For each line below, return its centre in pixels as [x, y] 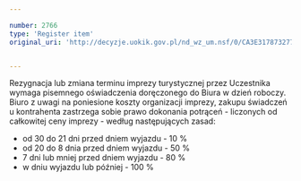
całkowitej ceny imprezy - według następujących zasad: [113, 121]
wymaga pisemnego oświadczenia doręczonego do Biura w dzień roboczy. [148, 93]
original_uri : [36, 42]
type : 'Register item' [52, 34]
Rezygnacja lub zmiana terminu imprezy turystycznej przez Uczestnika [140, 83]
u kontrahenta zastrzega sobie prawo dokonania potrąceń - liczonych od [143, 112]
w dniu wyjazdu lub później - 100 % [88, 168]
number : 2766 [34, 25]
